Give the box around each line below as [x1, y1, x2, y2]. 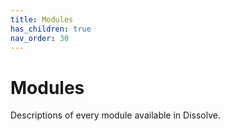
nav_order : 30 [10, 33, 70, 43]
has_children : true [10, 24, 92, 34]
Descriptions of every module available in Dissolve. [10, 109, 221, 121]
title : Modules [10, 14, 74, 25]
